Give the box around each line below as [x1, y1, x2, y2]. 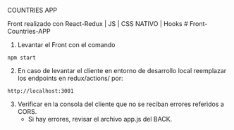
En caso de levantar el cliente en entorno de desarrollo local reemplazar [17, 67, 227, 74]
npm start [7, 54, 37, 61]
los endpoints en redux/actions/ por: [17, 74, 123, 82]
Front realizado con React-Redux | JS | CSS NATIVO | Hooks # [7, 20, 188, 27]
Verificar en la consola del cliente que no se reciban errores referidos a [17, 100, 224, 108]
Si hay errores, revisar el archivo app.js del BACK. [27, 115, 173, 123]
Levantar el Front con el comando [17, 41, 116, 48]
